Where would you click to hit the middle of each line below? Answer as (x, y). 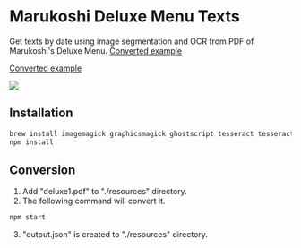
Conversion (43, 170)
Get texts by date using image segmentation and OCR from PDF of (132, 41)
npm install (31, 142)
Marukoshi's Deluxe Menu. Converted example (95, 50)
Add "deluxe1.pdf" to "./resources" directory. (105, 192)
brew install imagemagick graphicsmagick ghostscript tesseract (132, 133)
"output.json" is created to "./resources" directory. (115, 235)
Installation (41, 113)
